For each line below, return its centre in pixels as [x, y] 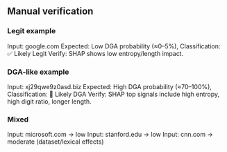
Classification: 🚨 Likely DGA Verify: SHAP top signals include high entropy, [113, 94]
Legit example [32, 31]
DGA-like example [38, 72]
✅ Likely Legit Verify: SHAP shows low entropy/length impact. [95, 53]
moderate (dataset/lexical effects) [56, 142]
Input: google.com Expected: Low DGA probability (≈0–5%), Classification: [114, 46]
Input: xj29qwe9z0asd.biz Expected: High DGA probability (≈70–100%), [109, 86]
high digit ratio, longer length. [49, 101]
